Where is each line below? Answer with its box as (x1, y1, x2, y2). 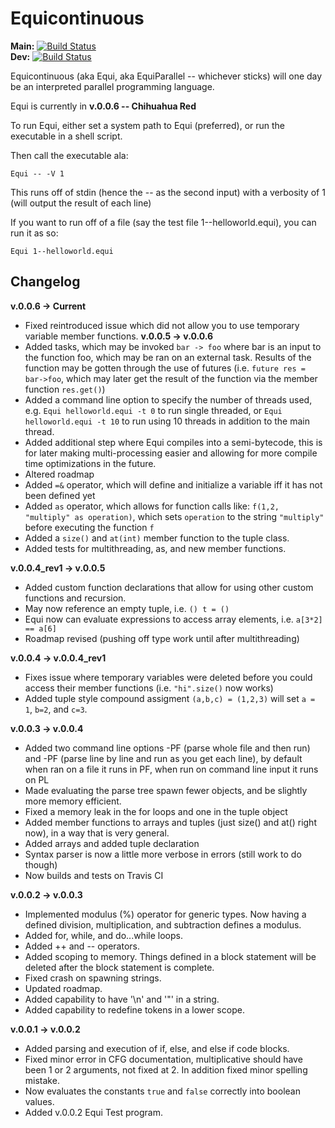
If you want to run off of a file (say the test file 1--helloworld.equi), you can (10, 216, 317, 228)
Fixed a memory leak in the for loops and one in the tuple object (24, 805, 288, 817)
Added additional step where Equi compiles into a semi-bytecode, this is (24, 436, 323, 448)
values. (24, 1095, 55, 1107)
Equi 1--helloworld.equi (10, 246, 114, 256)
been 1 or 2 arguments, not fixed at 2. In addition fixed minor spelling (24, 1063, 308, 1076)
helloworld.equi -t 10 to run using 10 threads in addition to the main (24, 415, 310, 427)
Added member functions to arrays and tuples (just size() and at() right (24, 816, 317, 828)
